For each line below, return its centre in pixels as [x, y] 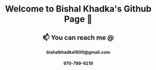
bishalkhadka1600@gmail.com [78, 52]
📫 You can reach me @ [78, 37]
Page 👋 [78, 19]
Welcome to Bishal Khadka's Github [78, 9]
